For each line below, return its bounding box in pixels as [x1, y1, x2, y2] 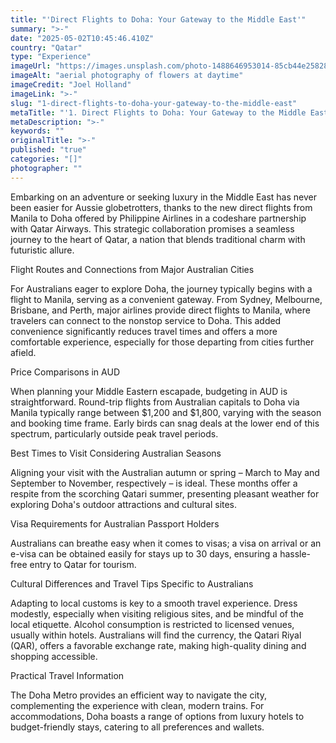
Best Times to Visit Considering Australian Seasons [10, 447, 222, 459]
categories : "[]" [10, 154, 83, 164]
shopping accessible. [10, 650, 98, 662]
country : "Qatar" [10, 42, 83, 53]
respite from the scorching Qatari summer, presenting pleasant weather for [10, 487, 320, 500]
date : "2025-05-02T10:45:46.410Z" [10, 33, 155, 43]
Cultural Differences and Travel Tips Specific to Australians [10, 577, 254, 590]
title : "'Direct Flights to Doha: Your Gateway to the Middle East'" [10, 14, 307, 25]
